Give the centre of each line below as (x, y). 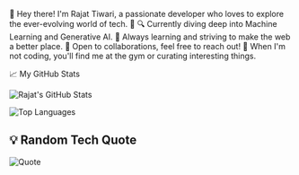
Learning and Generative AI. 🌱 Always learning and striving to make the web (150, 37)
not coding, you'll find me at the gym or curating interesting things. (133, 56)
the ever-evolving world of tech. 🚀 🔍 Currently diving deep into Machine (143, 24)
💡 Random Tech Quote (73, 140)
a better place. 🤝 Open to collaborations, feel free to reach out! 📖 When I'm (147, 46)
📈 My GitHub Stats (45, 74)
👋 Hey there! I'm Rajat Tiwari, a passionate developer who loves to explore (147, 14)
